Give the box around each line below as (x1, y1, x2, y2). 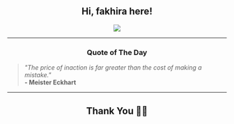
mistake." (24, 71, 52, 79)
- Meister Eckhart (24, 78, 77, 86)
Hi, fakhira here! (81, 6, 153, 17)
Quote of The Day (86, 47, 148, 57)
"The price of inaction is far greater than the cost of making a (24, 63, 202, 72)
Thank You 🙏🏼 (86, 104, 148, 117)
